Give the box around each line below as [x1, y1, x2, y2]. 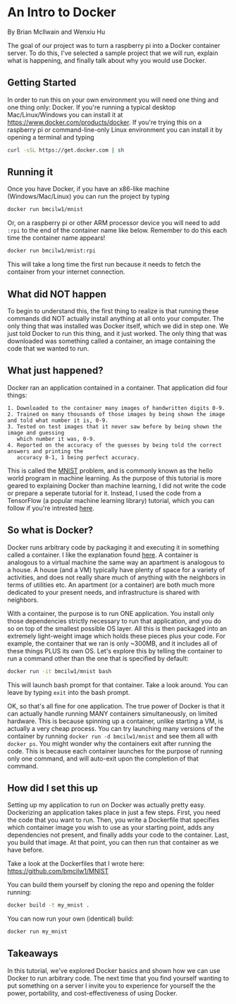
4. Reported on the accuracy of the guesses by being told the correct [7, 442, 222, 449]
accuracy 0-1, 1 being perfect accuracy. [16, 454, 140, 461]
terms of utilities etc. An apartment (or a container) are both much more [7, 580, 215, 589]
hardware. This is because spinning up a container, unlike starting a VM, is [7, 717, 223, 725]
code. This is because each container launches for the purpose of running [7, 746, 223, 755]
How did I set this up [7, 782, 99, 794]
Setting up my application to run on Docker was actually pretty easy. [7, 801, 206, 809]
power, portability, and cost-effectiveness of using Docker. [7, 988, 178, 997]
